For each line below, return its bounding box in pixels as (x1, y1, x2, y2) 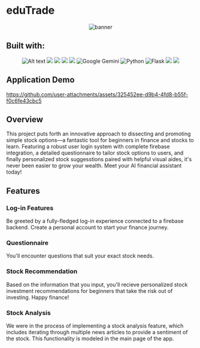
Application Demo (6, 75, 75, 85)
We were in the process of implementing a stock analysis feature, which (6, 322, 184, 329)
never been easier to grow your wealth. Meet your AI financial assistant (6, 162, 182, 170)
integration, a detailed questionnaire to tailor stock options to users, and (6, 149, 184, 156)
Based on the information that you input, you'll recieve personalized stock (6, 281, 188, 288)
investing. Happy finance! (6, 293, 69, 301)
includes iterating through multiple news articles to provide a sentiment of (6, 328, 188, 335)
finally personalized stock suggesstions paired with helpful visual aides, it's (6, 156, 192, 163)
